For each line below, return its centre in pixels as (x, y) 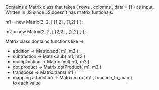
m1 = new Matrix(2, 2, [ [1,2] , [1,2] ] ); (44, 22)
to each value (27, 83)
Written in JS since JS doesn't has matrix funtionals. (59, 12)
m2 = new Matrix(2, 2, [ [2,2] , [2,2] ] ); (46, 32)
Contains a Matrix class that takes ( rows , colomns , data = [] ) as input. (80, 7)
